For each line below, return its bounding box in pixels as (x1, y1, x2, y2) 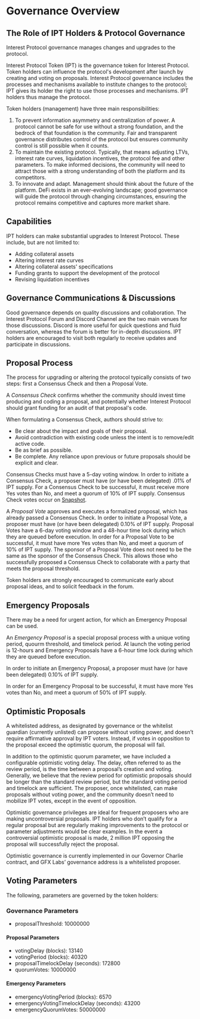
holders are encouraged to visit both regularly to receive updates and (6, 334, 177, 341)
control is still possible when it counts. (14, 142, 109, 149)
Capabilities (6, 216, 52, 227)
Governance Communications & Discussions (6, 293, 176, 303)
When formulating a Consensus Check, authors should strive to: (6, 416, 164, 423)
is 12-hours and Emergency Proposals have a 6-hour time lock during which (6, 647, 193, 654)
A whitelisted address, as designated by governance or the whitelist (6, 722, 173, 730)
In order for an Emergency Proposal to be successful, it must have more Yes (6, 683, 193, 690)
